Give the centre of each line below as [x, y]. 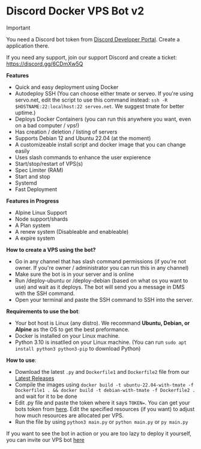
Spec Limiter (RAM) [39, 170]
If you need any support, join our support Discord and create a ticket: [91, 57]
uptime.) [25, 112]
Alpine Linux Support [41, 212]
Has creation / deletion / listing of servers [66, 132]
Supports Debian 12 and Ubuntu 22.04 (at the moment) [83, 138]
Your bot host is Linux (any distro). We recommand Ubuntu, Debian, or [102, 323]
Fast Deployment [36, 189]
